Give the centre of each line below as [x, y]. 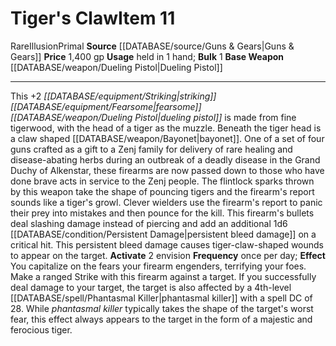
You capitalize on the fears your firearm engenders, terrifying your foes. [158, 266]
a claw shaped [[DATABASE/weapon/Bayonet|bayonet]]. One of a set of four [167, 138]
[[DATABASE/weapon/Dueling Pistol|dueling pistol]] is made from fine [153, 117]
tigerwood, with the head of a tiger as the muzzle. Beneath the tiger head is [166, 128]
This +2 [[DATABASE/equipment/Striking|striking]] [113, 96]
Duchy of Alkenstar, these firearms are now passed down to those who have [167, 170]
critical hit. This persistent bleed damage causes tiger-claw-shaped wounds [167, 244]
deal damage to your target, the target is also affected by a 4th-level [151, 287]
